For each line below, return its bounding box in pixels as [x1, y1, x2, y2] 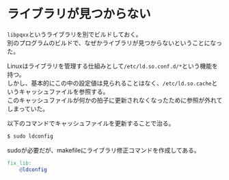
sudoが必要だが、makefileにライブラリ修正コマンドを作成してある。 [7, 146, 200, 154]
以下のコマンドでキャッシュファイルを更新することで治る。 [7, 119, 175, 127]
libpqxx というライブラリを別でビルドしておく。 [7, 30, 142, 38]
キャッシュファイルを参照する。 [18, 87, 109, 96]
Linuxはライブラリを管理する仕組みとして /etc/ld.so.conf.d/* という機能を [7, 62, 219, 70]
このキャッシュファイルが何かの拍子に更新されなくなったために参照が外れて [7, 96, 223, 104]
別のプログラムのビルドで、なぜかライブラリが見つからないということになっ [7, 38, 223, 47]
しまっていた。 [7, 104, 49, 113]
